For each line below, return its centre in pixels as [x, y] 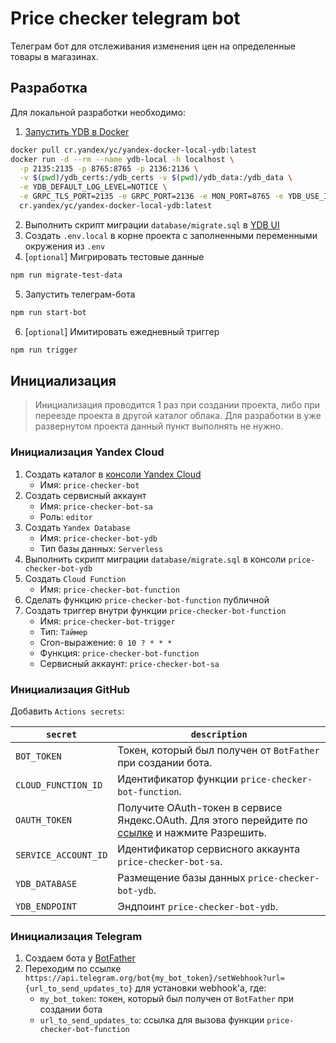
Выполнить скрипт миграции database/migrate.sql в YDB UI [152, 224]
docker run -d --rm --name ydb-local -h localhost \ [122, 159]
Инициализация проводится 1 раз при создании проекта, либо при [177, 405]
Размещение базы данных [181, 877]
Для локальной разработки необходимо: [98, 112]
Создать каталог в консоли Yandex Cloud [113, 474]
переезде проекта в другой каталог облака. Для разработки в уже [178, 416]
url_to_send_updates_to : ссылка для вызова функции [152, 1020]
